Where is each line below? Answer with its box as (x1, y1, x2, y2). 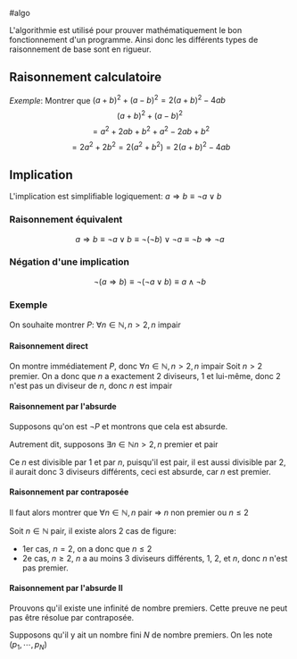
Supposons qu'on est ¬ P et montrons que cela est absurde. (9, 420, 228, 432)
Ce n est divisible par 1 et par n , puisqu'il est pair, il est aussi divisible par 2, (9, 456, 287, 468)
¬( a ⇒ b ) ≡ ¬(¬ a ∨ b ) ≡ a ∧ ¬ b (93, 276, 207, 287)
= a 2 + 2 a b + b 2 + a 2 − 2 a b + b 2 (92, 124, 210, 137)
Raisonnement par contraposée (9, 486, 129, 497)
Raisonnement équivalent (9, 214, 123, 226)
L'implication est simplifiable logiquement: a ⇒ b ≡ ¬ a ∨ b (9, 191, 222, 202)
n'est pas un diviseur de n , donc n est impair (9, 380, 173, 392)
